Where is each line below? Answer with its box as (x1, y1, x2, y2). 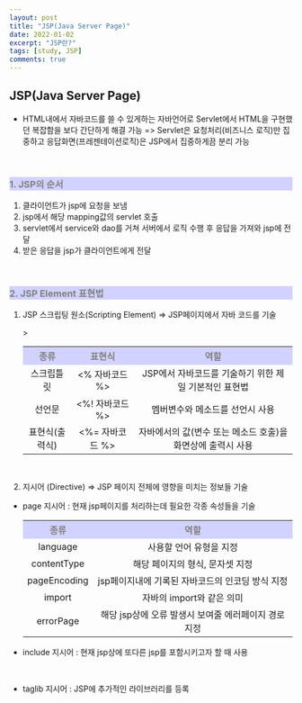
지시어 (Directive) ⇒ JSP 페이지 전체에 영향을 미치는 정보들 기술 (22, 482, 249, 492)
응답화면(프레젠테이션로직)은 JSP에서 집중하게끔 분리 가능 (46, 136, 250, 147)
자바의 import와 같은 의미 (142, 591, 244, 604)
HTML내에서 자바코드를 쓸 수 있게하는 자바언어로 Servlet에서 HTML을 (22, 113, 270, 124)
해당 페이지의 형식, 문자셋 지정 (132, 558, 253, 571)
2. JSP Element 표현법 (9, 287, 104, 300)
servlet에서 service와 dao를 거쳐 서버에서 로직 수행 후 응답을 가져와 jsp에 (22, 222, 282, 234)
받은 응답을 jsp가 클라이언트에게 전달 (22, 245, 152, 257)
